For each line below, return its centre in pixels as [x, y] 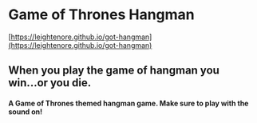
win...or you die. [50, 83]
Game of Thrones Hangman [102, 15]
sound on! [26, 111]
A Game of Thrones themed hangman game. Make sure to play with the [128, 103]
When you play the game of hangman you [114, 71]
